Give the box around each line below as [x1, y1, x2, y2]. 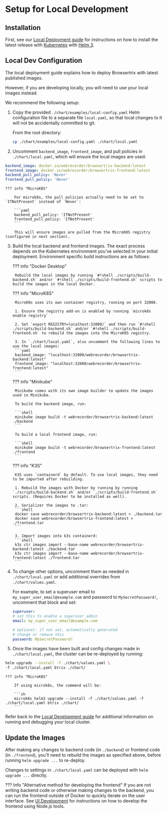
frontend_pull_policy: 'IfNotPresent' [14, 217, 95, 222]
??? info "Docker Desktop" [12, 263, 67, 269]
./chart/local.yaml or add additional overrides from [12, 574, 121, 580]
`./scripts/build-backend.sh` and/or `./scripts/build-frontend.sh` [12, 490, 158, 495]
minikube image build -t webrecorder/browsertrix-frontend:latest [14, 445, 156, 450]
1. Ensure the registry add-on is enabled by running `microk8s [14, 309, 151, 314]
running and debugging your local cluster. [5, 719, 91, 725]
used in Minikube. [12, 393, 51, 398]
